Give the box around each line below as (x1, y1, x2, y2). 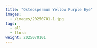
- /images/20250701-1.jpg (10, 16, 64, 21)
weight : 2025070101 (5, 35, 46, 40)
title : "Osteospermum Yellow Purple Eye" (5, 7, 93, 12)
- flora (10, 30, 26, 35)
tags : (5, 21, 17, 26)
